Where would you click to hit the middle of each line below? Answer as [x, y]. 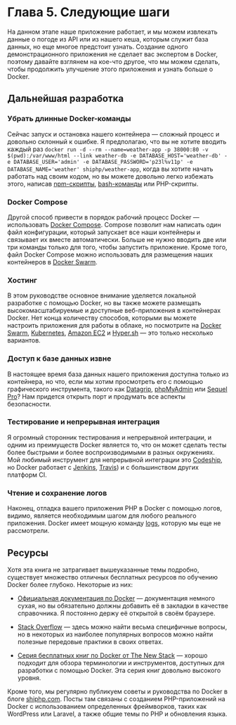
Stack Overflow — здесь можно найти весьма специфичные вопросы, [122, 627]
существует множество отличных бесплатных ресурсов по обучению [112, 577]
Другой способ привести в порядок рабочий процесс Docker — [104, 217]
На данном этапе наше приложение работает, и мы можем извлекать [112, 32]
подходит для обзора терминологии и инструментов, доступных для [121, 662]
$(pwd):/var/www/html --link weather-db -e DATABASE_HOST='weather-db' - [118, 155]
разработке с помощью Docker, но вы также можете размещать [104, 303]
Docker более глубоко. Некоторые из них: [70, 584]
